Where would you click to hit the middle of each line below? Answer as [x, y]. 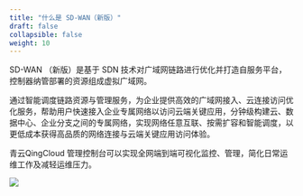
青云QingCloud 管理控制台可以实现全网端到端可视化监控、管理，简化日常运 [149, 154]
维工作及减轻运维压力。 [53, 164]
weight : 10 [30, 43]
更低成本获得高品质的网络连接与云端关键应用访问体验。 [112, 134]
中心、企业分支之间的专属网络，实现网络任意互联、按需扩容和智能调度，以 [155, 123]
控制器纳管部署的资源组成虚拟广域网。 [80, 81]
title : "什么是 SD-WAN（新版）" [65, 18]
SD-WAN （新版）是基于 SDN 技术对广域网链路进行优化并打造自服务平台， [148, 70]
